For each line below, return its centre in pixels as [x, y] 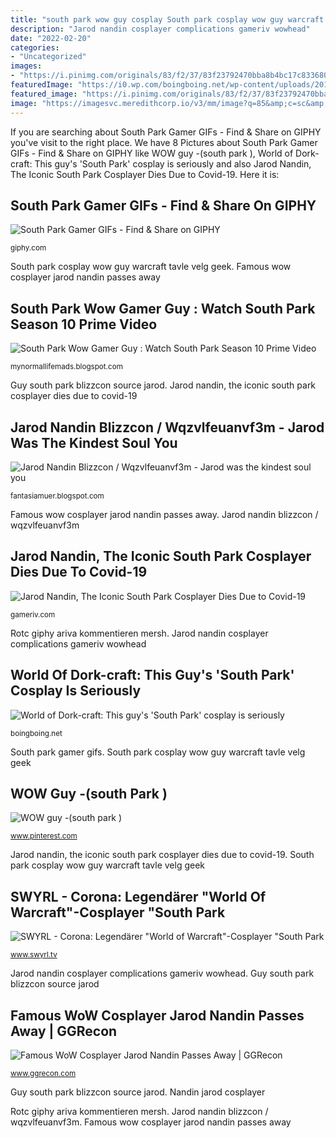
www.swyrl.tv [34, 955]
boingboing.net [36, 733]
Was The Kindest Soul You [94, 442]
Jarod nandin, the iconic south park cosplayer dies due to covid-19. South [162, 855]
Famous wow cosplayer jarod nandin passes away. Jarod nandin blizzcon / [164, 514]
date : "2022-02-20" [51, 38]
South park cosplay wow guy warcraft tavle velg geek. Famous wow [151, 267]
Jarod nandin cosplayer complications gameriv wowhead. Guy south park [162, 973]
